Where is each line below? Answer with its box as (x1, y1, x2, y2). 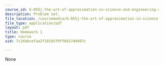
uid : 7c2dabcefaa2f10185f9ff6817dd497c (5, 39, 86, 44)
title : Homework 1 (5, 30, 42, 34)
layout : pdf (5, 25, 29, 30)
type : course (5, 34, 32, 39)
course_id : (5, 7, 27, 12)
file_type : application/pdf (5, 20, 62, 26)
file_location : (5, 16, 36, 21)
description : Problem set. (5, 12, 60, 16)
